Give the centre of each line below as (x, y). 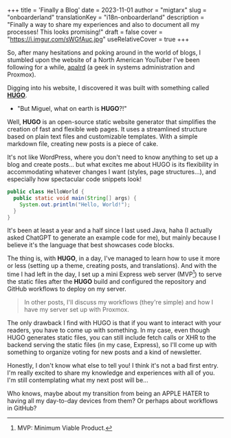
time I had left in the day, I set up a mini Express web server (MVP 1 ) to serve (114, 273)
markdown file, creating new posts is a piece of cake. (82, 144)
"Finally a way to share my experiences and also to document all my (103, 24)
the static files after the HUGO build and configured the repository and (107, 282)
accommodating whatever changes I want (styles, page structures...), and (112, 172)
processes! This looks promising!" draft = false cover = (85, 32)
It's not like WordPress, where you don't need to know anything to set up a (113, 157)
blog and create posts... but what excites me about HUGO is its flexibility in (113, 164)
